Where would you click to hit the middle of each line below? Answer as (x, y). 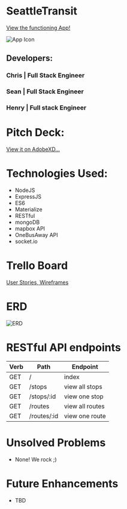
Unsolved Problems (56, 443)
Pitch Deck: (35, 133)
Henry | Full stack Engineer (46, 108)
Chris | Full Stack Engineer (46, 75)
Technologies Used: (57, 174)
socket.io (26, 241)
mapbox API (30, 228)
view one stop (84, 396)
